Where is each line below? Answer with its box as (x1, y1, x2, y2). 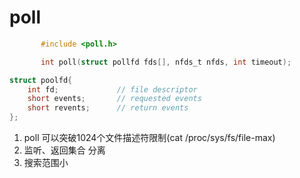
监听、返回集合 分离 (23, 144, 106, 156)
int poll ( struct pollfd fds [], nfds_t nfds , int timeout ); (40, 57, 292, 67)
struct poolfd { (9, 75, 73, 85)
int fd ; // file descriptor (27, 84, 198, 95)
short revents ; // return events (27, 103, 189, 113)
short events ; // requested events (27, 94, 202, 104)
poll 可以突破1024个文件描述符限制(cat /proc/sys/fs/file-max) (23, 132, 276, 144)
